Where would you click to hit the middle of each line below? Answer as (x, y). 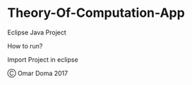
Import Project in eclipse (43, 59)
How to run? (25, 46)
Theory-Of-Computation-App (96, 13)
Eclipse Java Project (37, 32)
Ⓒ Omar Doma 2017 (38, 73)
